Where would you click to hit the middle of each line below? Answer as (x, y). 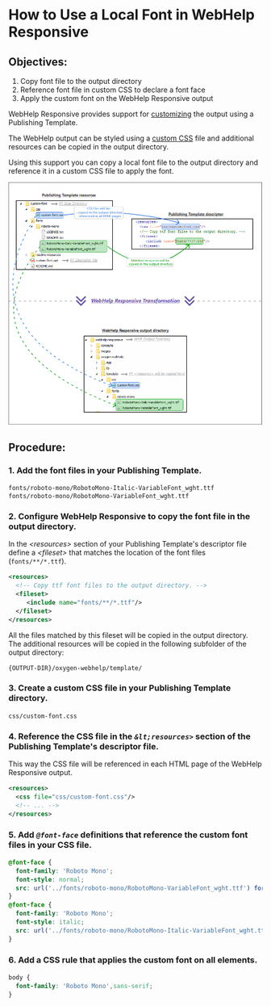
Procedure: (37, 447)
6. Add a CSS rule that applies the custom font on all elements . (133, 960)
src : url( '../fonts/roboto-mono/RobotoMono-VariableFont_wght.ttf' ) (133, 888)
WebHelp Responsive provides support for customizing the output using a (131, 114)
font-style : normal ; (50, 879)
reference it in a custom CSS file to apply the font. (91, 171)
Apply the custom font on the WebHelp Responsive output (117, 98)
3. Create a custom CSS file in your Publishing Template (120, 688)
